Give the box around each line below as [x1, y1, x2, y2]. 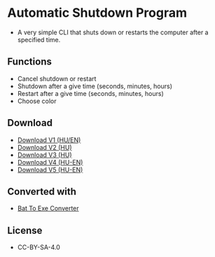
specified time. [17, 35, 61, 43]
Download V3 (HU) [17, 151, 72, 159]
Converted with [7, 186, 77, 197]
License [7, 224, 43, 236]
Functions [7, 56, 53, 68]
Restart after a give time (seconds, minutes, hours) [17, 89, 164, 97]
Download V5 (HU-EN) [17, 165, 83, 174]
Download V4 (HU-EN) [17, 158, 83, 166]
